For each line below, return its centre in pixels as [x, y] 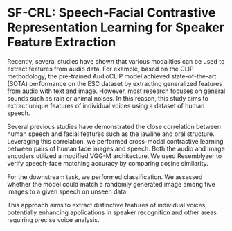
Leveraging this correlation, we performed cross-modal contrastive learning [115, 141]
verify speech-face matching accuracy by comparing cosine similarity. [108, 163]
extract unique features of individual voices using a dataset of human [106, 105]
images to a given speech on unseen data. [68, 191]
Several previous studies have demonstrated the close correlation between [114, 126]
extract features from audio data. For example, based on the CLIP [100, 69]
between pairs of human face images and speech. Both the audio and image [116, 148]
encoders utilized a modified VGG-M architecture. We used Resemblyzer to [115, 156]
